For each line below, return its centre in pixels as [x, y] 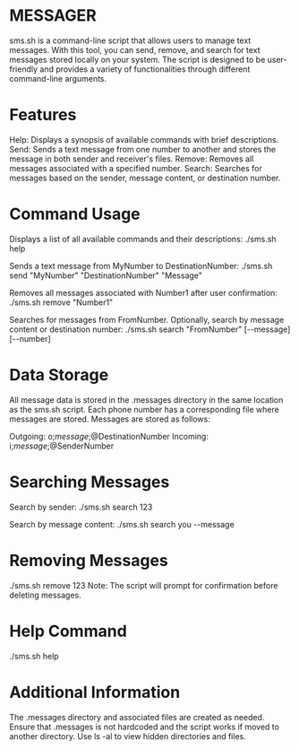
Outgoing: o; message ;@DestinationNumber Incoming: [109, 436]
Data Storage [59, 375]
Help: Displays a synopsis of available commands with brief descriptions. [144, 139]
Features [43, 115]
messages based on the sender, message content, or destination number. [145, 178]
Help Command [68, 631]
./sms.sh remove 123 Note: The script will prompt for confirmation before [144, 585]
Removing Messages [89, 560]
